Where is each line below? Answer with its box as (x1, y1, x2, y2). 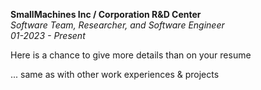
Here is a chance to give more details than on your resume (10, 49, 252, 61)
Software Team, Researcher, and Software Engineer (10, 19, 225, 31)
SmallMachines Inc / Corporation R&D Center (10, 9, 202, 20)
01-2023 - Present (10, 30, 86, 41)
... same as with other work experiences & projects (10, 69, 220, 80)
